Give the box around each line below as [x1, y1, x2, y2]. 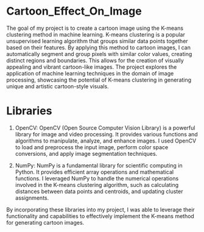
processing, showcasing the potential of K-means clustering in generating [6, 76, 192, 83]
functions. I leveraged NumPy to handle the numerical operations [15, 175, 179, 182]
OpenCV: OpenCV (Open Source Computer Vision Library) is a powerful [15, 124, 195, 132]
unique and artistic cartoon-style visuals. [6, 82, 109, 90]
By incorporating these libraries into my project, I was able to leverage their [6, 206, 195, 213]
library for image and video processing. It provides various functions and [15, 130, 198, 138]
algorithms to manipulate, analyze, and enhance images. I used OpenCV [15, 137, 197, 144]
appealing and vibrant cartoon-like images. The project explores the [6, 63, 177, 71]
